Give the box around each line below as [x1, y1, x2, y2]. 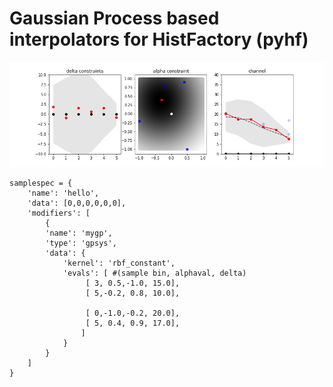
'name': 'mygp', [45, 228, 113, 238]
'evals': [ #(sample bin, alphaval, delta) [62, 268, 247, 278]
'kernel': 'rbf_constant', [62, 258, 176, 268]
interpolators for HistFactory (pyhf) [9, 28, 309, 51]
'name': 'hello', [27, 188, 100, 198]
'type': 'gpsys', [45, 238, 117, 248]
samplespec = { [9, 178, 73, 188]
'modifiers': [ [27, 208, 91, 218]
